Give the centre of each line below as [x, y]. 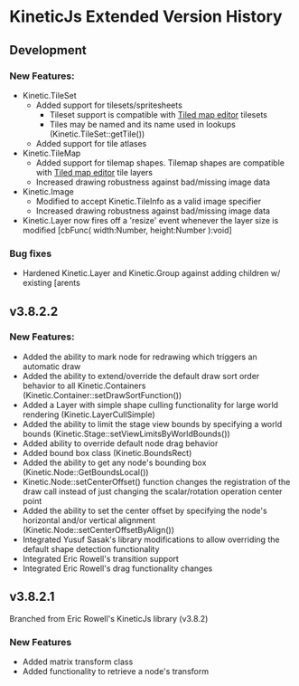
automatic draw [51, 366]
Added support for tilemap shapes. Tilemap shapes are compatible [160, 162]
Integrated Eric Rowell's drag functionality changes [117, 568]
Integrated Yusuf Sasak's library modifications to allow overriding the [151, 539]
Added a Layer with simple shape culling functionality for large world [150, 405]
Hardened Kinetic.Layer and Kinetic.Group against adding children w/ [151, 273]
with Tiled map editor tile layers [94, 172]
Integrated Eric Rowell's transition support [100, 558]
